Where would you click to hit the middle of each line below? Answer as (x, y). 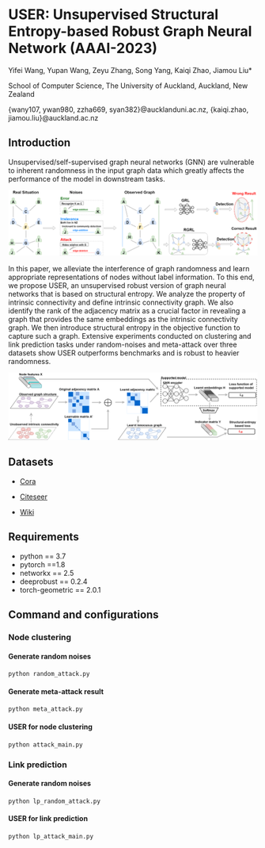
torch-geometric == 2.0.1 (60, 589)
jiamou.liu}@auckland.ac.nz (53, 117)
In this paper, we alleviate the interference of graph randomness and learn (129, 269)
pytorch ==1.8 (42, 564)
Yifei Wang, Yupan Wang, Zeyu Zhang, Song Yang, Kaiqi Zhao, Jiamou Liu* (130, 70)
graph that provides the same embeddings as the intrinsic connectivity (123, 320)
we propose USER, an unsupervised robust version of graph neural (117, 286)
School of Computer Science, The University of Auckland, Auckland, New (128, 86)
